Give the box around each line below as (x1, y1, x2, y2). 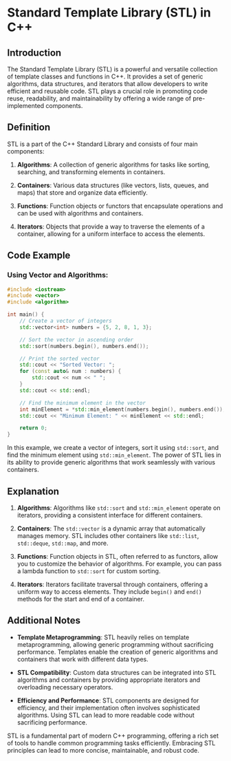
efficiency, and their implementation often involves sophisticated (16, 703, 201, 711)
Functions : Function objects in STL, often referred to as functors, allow (16, 552, 219, 560)
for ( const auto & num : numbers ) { (19, 368, 122, 375)
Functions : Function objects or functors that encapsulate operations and (16, 202, 223, 210)
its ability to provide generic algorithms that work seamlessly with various (7, 458, 215, 467)
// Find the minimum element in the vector (19, 399, 146, 407)
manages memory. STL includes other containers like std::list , (16, 531, 199, 539)
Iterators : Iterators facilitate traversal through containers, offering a (16, 580, 208, 588)
